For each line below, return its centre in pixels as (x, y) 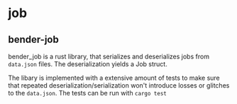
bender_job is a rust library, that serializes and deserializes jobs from (109, 56)
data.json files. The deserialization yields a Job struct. (88, 64)
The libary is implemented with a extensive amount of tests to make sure (114, 78)
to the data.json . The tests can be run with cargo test (88, 93)
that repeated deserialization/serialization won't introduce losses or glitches (119, 85)
